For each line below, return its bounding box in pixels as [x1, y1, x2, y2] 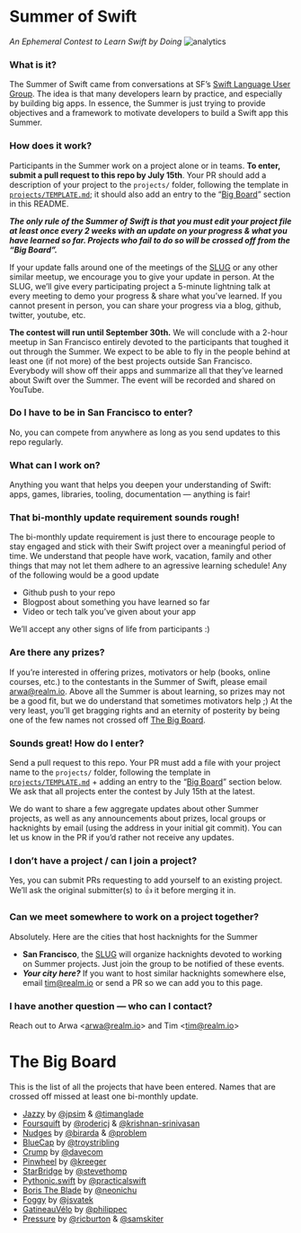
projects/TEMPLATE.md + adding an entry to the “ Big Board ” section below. [9, 776, 282, 787]
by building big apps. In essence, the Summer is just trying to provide [9, 98, 266, 109]
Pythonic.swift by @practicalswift [22, 1175, 146, 1185]
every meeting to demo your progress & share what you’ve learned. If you [9, 290, 283, 301]
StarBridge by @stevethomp [22, 1166, 128, 1176]
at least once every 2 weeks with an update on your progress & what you [9, 225, 288, 235]
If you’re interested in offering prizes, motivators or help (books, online [9, 667, 271, 678]
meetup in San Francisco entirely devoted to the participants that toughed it [9, 336, 289, 347]
